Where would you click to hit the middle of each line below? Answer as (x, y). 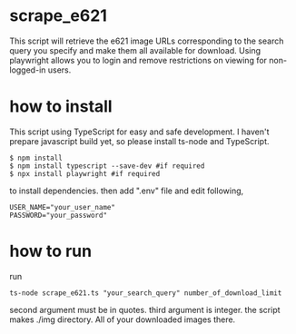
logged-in (28, 70)
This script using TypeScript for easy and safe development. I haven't (139, 132)
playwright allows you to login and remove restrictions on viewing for (138, 60)
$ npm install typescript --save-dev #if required (107, 166)
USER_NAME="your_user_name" (63, 207)
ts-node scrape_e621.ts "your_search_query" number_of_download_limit (146, 293)
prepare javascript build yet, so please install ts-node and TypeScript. (139, 141)
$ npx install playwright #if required (85, 173)
